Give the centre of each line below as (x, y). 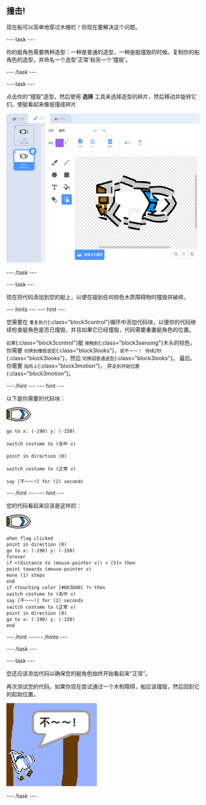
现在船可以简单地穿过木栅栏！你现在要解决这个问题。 (74, 27)
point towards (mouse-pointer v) (49, 569)
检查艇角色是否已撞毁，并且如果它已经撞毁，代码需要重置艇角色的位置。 (103, 329)
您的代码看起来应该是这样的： (44, 505)
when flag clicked (30, 538)
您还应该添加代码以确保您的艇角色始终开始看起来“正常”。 (79, 673)
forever (16, 557)
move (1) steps (26, 575)
